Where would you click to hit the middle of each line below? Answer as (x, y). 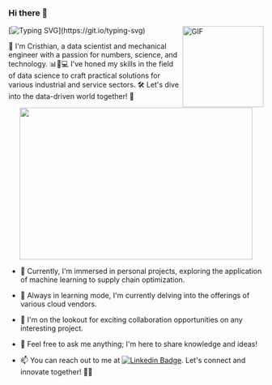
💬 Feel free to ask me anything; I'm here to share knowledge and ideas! (138, 344)
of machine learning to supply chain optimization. (102, 280)
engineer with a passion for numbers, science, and (93, 55)
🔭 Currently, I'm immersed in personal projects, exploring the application (141, 272)
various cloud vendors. (58, 304)
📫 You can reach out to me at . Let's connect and (133, 361)
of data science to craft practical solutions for (84, 75)
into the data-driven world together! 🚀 (72, 96)
